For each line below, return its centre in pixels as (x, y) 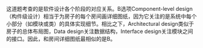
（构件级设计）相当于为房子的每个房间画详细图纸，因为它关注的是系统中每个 (101, 16)
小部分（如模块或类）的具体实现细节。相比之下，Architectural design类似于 (100, 24)
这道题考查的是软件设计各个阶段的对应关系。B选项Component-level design (100, 9)
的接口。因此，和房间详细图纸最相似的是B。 (61, 39)
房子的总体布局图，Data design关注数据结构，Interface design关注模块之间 (100, 31)
